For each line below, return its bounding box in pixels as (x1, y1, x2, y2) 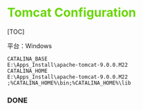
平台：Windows (7, 41, 53, 49)
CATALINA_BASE (7, 55, 48, 63)
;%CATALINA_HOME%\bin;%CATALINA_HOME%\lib (7, 79, 131, 87)
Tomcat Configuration (7, 5, 137, 21)
